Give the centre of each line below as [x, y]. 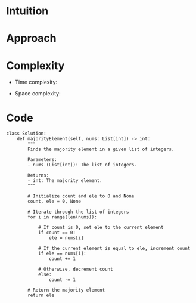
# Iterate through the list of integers [78, 212]
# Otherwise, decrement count [75, 270]
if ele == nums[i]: [62, 254]
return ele [41, 296]
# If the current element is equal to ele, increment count [114, 249]
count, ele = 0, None [55, 202]
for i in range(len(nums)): [62, 217]
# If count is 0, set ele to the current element [101, 228]
